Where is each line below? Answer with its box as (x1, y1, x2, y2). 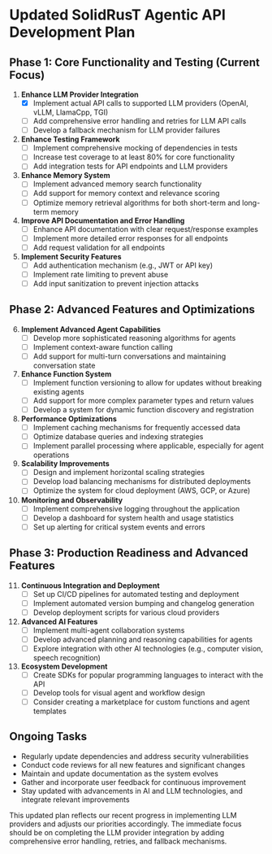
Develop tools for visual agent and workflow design (32, 687, 205, 697)
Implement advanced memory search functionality (32, 179, 202, 189)
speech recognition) (32, 652, 101, 662)
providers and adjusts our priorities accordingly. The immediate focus (9, 819, 242, 829)
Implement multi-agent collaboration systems (32, 625, 185, 635)
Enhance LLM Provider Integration (20, 89, 139, 99)
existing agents (32, 387, 84, 396)
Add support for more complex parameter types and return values (32, 396, 254, 405)
